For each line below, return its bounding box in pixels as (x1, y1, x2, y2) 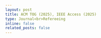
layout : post (5, 7, 32, 12)
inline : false (5, 21, 35, 26)
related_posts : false (5, 26, 50, 31)
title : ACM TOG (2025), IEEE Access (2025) (5, 12, 97, 17)
